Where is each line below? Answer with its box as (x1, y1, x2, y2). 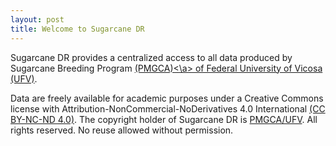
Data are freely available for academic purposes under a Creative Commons (10, 92, 324, 104)
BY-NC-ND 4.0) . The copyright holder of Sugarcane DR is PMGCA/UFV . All (10, 113, 318, 125)
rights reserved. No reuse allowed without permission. (10, 124, 234, 136)
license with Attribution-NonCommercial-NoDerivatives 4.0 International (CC (10, 102, 326, 115)
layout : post (10, 14, 65, 25)
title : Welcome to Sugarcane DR (10, 24, 145, 34)
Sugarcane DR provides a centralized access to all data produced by (10, 51, 293, 63)
